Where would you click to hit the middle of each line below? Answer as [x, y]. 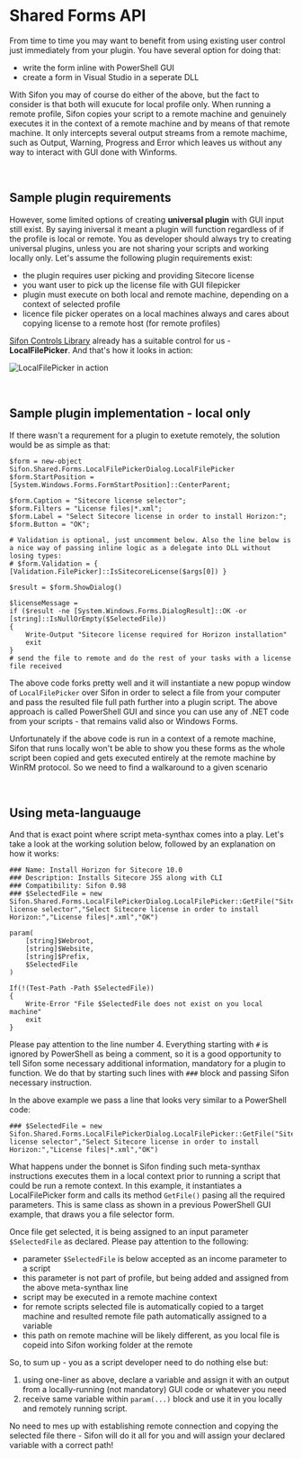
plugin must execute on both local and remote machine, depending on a [155, 295]
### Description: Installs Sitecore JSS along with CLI [116, 878]
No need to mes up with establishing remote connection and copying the [144, 1426]
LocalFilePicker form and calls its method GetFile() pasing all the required [147, 1195]
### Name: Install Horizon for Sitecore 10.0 [96, 870]
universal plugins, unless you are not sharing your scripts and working [139, 248]
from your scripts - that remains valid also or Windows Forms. [124, 720]
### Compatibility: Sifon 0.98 [68, 886]
